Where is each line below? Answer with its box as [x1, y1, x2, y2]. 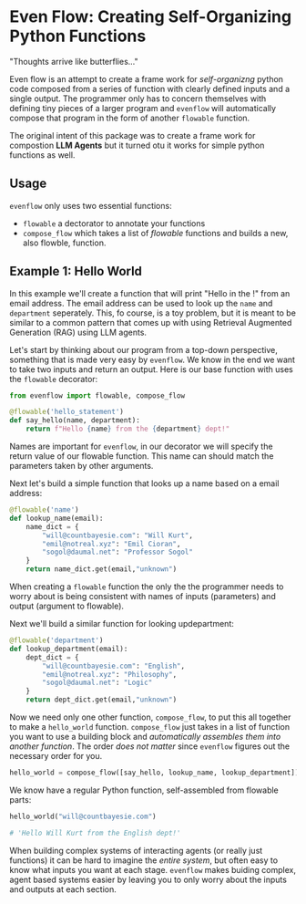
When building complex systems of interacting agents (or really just [9, 845, 263, 856]
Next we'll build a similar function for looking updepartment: [9, 618, 235, 629]
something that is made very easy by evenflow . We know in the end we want [9, 354, 296, 365]
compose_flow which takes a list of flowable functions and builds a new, [22, 227, 289, 238]
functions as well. [9, 149, 76, 161]
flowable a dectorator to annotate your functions [22, 217, 206, 229]
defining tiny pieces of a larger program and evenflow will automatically [9, 102, 276, 113]
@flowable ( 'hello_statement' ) [9, 408, 125, 417]
